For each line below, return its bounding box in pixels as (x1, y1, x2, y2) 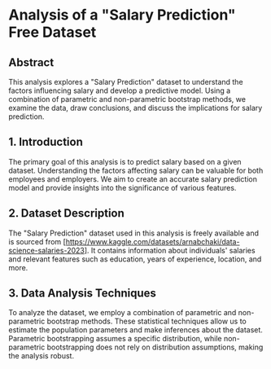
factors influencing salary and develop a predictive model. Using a (8, 86, 231, 95)
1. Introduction (8, 135, 83, 149)
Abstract (8, 55, 55, 69)
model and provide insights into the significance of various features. (8, 182, 237, 192)
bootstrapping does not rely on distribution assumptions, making (46, 342, 264, 352)
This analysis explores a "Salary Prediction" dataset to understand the (8, 77, 243, 86)
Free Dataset (8, 23, 97, 42)
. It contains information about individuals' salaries (86, 245, 256, 255)
